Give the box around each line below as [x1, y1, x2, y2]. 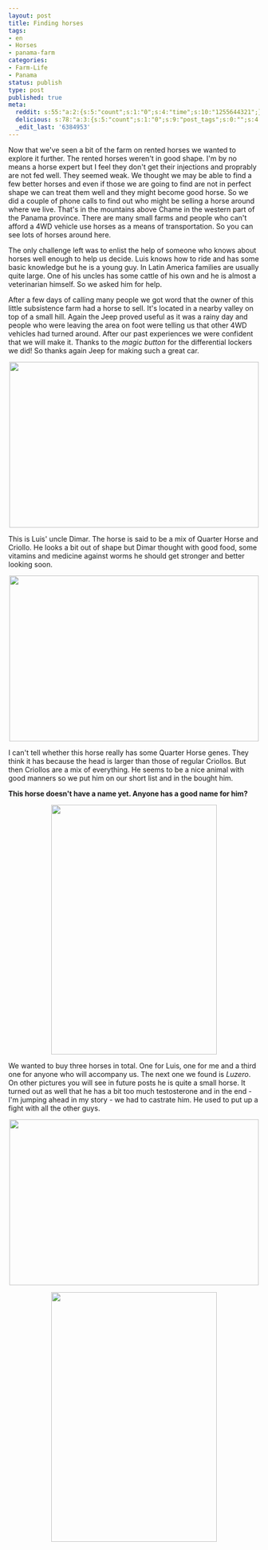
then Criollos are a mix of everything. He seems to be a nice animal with [8, 765, 245, 774]
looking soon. [8, 559, 53, 569]
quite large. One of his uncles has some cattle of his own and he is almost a [8, 271, 257, 280]
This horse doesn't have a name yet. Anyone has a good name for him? [8, 789, 248, 798]
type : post [8, 85, 45, 94]
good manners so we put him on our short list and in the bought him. [8, 773, 234, 783]
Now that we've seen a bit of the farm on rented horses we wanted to [8, 145, 237, 154]
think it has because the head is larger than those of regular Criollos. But [8, 756, 246, 765]
